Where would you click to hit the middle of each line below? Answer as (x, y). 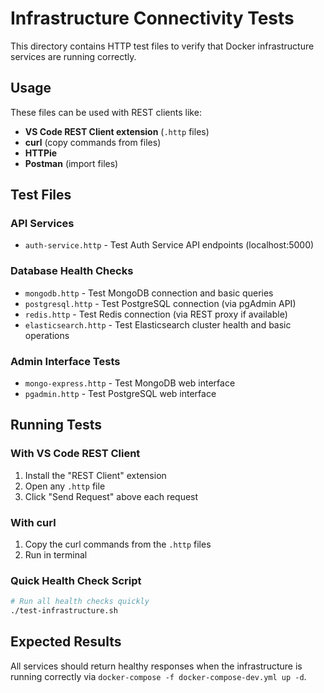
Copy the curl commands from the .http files (118, 544)
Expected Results (66, 642)
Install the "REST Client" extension (95, 475)
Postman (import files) (71, 163)
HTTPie (41, 153)
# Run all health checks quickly (80, 602)
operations (47, 335)
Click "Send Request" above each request (111, 496)
